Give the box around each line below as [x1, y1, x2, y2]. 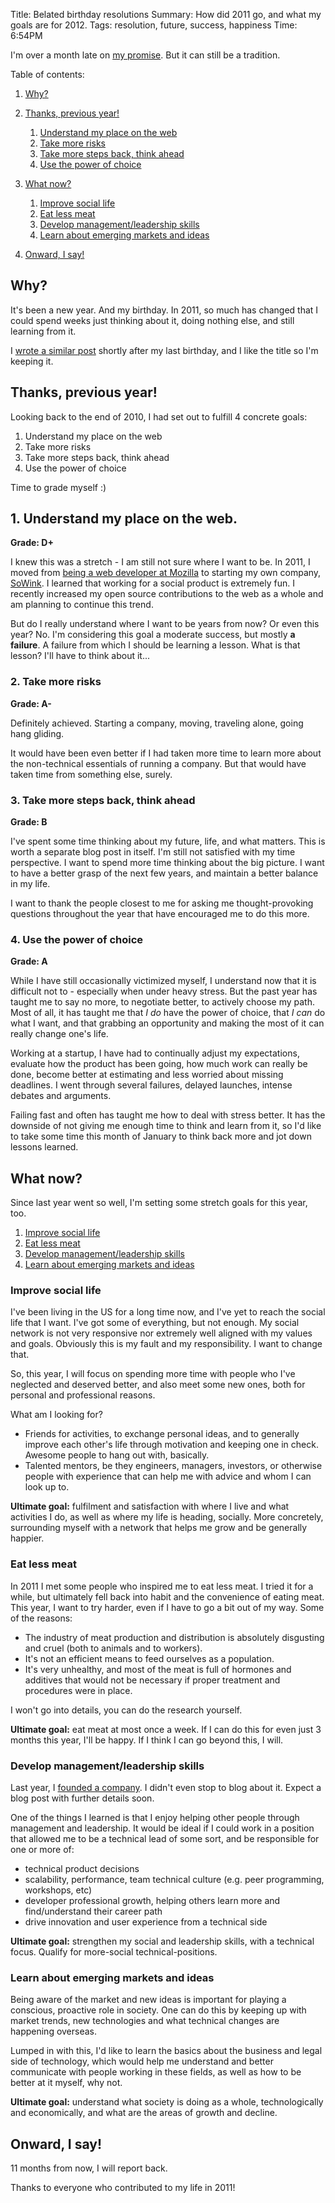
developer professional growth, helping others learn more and [24, 1895, 281, 1907]
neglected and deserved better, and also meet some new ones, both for [10, 1379, 306, 1391]
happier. [10, 1532, 45, 1544]
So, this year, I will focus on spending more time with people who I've [10, 1368, 296, 1380]
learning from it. [10, 325, 77, 337]
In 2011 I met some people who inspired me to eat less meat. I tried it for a [10, 1580, 314, 1592]
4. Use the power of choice [10, 932, 144, 946]
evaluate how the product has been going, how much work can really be [10, 1058, 308, 1070]
